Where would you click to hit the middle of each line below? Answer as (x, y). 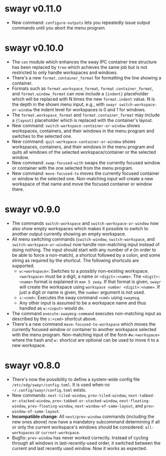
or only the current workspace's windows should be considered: (78, 427)
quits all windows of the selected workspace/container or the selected (84, 152)
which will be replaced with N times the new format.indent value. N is (83, 99)
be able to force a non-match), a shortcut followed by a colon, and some (86, 255)
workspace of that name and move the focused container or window (82, 184)
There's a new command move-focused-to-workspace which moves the (84, 324)
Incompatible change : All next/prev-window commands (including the (83, 416)
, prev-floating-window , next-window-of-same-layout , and (84, 406)
